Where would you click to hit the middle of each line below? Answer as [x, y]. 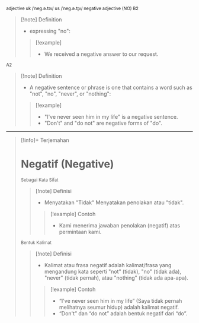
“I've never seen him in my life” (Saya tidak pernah [121, 300]
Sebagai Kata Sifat [39, 180]
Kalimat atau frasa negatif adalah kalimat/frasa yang [108, 265]
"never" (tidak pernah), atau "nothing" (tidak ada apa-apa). [116, 278]
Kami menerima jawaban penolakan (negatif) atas [120, 225]
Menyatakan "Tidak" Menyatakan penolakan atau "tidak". [114, 202]
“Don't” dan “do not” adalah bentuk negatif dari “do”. [123, 313]
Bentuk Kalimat [36, 243]
